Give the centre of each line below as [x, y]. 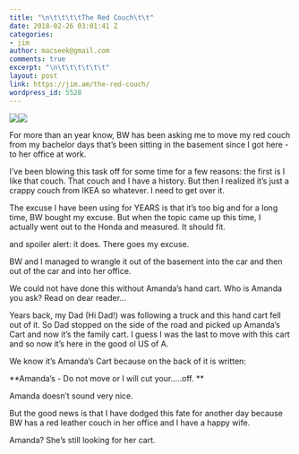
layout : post [34, 76]
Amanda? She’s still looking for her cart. [82, 440]
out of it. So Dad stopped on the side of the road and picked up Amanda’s [145, 324]
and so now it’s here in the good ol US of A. [89, 343]
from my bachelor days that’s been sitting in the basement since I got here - [149, 144]
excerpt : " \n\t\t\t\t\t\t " [60, 68]
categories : [31, 34]
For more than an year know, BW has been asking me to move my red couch [150, 134]
